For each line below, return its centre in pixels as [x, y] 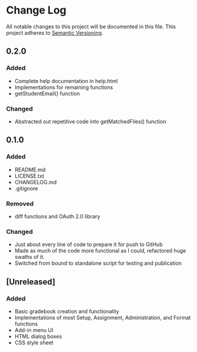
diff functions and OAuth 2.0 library [57, 216]
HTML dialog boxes [38, 336]
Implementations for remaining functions [64, 87]
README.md [30, 170]
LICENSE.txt [29, 176]
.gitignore [26, 188]
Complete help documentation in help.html [66, 81]
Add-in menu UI [34, 330]
